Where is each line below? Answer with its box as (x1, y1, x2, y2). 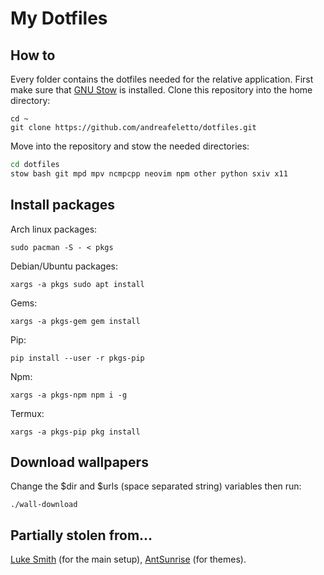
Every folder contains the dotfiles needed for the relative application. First (10, 73, 314, 85)
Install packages (10, 197, 115, 214)
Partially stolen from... (10, 527, 153, 544)
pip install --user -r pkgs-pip (10, 353, 145, 363)
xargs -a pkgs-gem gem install (10, 316, 141, 326)
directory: (10, 95, 51, 106)
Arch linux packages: (10, 223, 98, 235)
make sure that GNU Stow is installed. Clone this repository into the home (10, 84, 313, 96)
